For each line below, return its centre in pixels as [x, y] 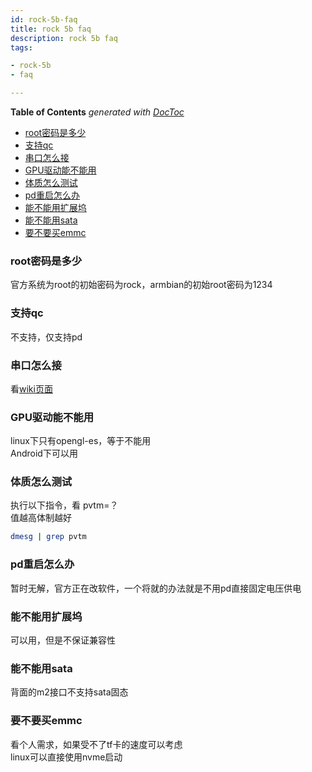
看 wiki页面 [31, 388]
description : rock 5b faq [64, 38]
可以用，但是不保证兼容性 [63, 640]
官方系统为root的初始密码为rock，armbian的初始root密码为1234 [141, 285]
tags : [21, 47]
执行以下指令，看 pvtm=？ [64, 505]
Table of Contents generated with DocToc [97, 112]
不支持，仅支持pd [46, 337]
